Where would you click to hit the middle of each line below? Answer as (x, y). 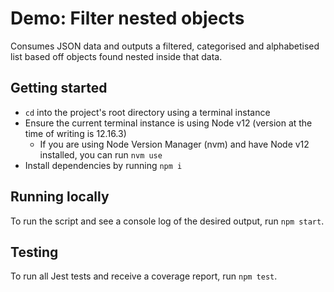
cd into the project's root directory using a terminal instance (147, 112)
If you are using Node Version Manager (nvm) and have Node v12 (174, 144)
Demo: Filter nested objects (127, 18)
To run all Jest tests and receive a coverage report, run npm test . (144, 276)
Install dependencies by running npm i (103, 165)
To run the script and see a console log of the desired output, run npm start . (167, 221)
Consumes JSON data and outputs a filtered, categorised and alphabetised (165, 46)
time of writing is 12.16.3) (75, 133)
